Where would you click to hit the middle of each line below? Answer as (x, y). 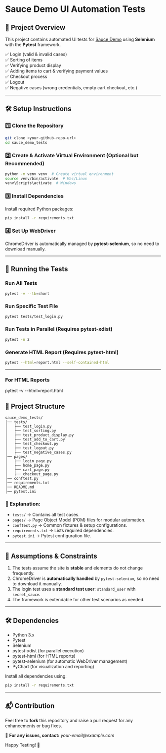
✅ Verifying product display (33, 65)
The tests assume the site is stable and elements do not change (78, 568)
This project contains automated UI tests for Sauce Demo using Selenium (80, 39)
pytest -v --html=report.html (34, 391)
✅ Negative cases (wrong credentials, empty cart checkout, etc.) (71, 88)
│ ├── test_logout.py (30, 448)
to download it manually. (37, 584)
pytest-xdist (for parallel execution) (48, 650)
